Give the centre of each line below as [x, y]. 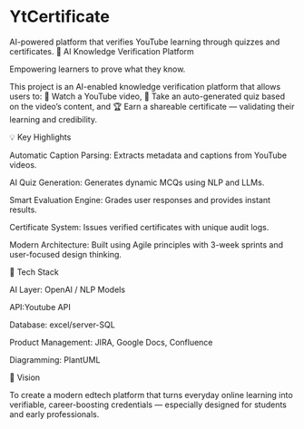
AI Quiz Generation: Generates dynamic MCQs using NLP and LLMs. [137, 182]
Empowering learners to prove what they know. [98, 69]
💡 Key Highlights [40, 137]
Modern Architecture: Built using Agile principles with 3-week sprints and [147, 244]
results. [24, 210]
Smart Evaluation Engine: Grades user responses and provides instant [140, 200]
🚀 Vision [25, 377]
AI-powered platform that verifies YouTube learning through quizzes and [145, 42]
